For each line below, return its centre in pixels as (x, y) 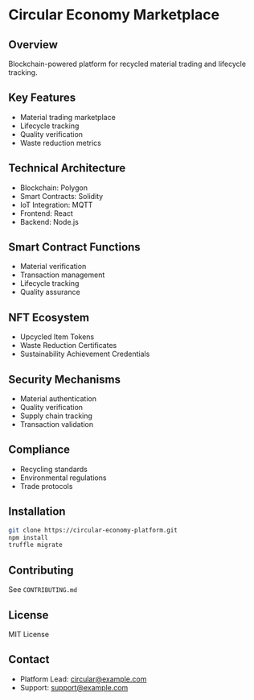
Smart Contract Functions (74, 247)
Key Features (42, 98)
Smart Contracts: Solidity (61, 196)
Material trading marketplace (68, 117)
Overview (33, 45)
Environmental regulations (63, 478)
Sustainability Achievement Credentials (85, 354)
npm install (28, 537)
